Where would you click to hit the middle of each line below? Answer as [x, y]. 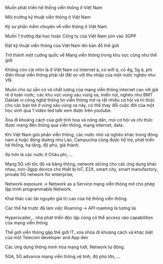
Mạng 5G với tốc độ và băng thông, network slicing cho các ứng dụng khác [81, 164]
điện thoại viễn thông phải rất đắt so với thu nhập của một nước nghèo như [80, 75]
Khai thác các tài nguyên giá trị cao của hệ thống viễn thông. [67, 199]
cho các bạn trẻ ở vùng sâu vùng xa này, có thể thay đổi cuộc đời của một [80, 105]
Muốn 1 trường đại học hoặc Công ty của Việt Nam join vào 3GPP [71, 36]
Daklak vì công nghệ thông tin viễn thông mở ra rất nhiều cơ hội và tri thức [80, 100]
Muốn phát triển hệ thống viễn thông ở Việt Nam [54, 8]
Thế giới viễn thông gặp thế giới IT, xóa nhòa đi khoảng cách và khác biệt [79, 232]
